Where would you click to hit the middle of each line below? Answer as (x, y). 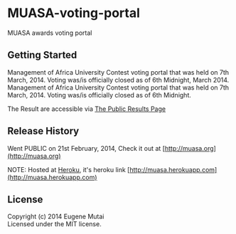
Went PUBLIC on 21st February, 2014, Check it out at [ (86, 148)
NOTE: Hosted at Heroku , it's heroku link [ (69, 169)
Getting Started (42, 55)
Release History (43, 131)
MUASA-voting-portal (74, 13)
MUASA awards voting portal (50, 33)
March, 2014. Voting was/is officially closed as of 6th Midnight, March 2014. (118, 80)
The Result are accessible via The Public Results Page (86, 109)
